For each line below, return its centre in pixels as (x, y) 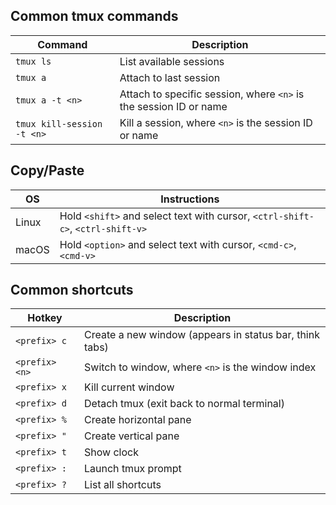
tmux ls (33, 61)
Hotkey (45, 318)
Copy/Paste (47, 170)
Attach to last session (170, 77)
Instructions (190, 199)
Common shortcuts (72, 290)
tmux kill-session (59, 123)
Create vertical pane (132, 436)
